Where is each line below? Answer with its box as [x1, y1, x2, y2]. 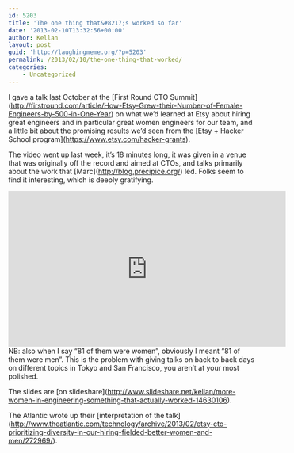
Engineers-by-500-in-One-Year [8, 108, 112, 119]
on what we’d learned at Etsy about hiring [115, 108, 251, 119]
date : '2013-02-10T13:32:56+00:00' [8, 26, 126, 34]
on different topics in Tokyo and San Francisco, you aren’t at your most [8, 363, 240, 372]
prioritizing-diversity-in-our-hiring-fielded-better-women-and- [8, 427, 212, 436]
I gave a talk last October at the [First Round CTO [8, 92, 169, 101]
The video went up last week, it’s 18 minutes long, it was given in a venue [8, 150, 247, 159]
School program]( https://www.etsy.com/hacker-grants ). [8, 134, 191, 143]
